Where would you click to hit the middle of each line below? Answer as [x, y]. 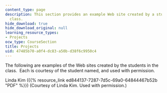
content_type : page [25, 10]
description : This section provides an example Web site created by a [80, 14]
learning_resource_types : [32, 33]
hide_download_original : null [37, 28]
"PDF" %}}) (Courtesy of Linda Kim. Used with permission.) [66, 85]
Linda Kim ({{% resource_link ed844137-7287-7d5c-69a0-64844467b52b [81, 80]
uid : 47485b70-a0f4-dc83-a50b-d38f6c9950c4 [51, 51]
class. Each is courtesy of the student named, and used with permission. [80, 70]
